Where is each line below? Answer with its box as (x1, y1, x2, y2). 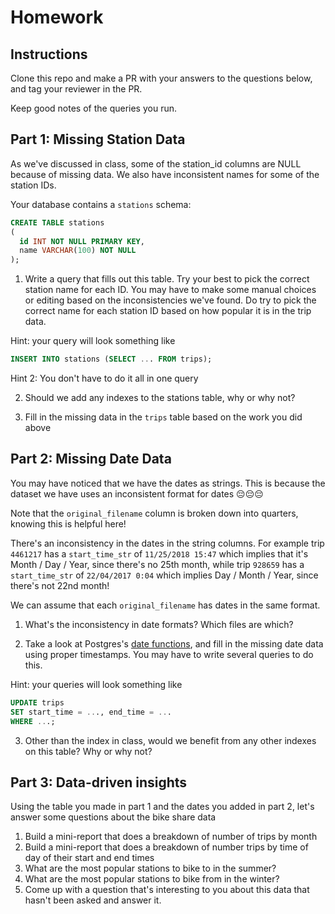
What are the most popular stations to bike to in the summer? (24, 862, 277, 875)
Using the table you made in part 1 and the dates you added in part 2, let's (10, 801, 315, 813)
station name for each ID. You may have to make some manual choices (24, 284, 317, 296)
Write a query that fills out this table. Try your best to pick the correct (24, 273, 310, 285)
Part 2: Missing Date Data (10, 451, 172, 468)
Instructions (10, 46, 88, 63)
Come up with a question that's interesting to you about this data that (24, 884, 310, 896)
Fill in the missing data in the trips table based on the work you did (24, 411, 303, 423)
